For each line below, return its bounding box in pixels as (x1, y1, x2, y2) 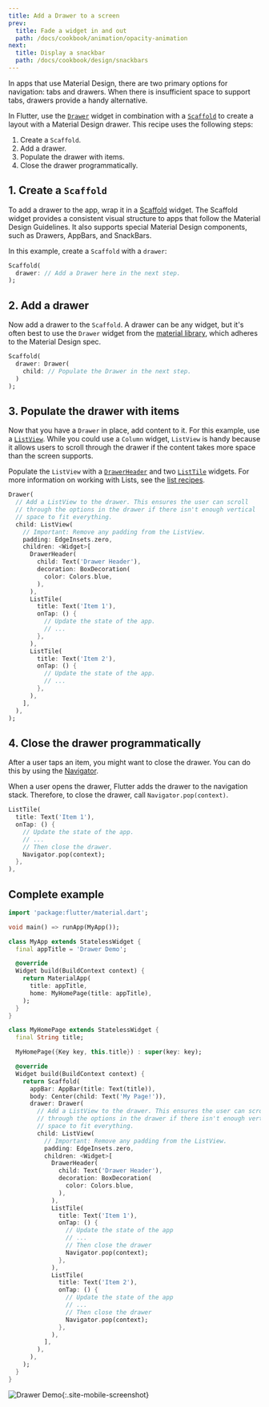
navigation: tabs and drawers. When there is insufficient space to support (8, 87, 251, 96)
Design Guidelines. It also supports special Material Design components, (8, 222, 248, 232)
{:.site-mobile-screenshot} (61, 1389, 150, 1399)
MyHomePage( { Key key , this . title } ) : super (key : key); (15, 1048, 203, 1056)
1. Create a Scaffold (8, 183, 107, 197)
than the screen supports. (8, 451, 94, 461)
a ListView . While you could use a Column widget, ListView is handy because (8, 434, 261, 444)
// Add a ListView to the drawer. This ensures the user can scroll (15, 498, 249, 506)
